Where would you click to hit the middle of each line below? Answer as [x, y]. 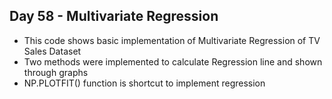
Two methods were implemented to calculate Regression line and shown [173, 61]
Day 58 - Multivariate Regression [114, 16]
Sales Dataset [52, 51]
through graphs [56, 72]
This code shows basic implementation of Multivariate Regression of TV [172, 40]
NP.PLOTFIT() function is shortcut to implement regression [144, 83]
